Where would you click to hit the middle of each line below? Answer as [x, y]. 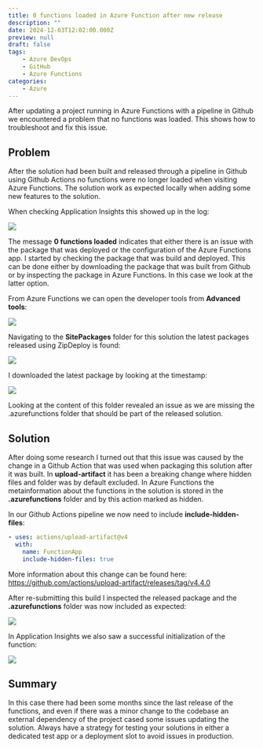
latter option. [29, 283]
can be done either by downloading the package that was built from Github [130, 267]
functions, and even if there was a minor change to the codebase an [119, 711]
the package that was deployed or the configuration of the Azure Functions [130, 250]
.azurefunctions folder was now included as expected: [97, 606]
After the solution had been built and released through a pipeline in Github [128, 171]
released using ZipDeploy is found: [64, 345]
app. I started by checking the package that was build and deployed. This [127, 258]
